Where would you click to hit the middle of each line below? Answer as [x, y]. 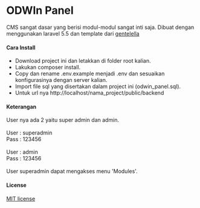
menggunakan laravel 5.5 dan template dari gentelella [73, 33]
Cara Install [21, 47]
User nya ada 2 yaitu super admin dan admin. [63, 120]
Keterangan [21, 107]
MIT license [21, 198]
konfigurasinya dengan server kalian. [61, 80]
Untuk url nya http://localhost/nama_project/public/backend [89, 93]
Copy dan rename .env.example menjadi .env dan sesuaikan [90, 74]
